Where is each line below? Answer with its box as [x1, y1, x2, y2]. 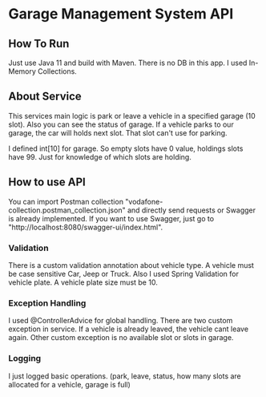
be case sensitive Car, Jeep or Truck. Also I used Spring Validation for [8, 269, 239, 278]
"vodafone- [125, 196, 163, 206]
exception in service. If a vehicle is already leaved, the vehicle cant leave [8, 324, 249, 334]
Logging [8, 353, 42, 364]
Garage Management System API [8, 5, 234, 23]
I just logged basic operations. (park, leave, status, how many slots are [8, 371, 242, 381]
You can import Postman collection [8, 196, 124, 206]
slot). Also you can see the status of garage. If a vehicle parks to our [8, 120, 234, 129]
